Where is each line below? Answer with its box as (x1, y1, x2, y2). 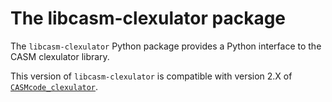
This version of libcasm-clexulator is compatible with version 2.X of (10, 70, 293, 82)
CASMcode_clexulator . (10, 80, 99, 92)
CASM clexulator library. (10, 50, 110, 62)
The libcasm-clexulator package (10, 7, 287, 30)
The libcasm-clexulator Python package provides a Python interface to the (10, 40, 322, 52)
